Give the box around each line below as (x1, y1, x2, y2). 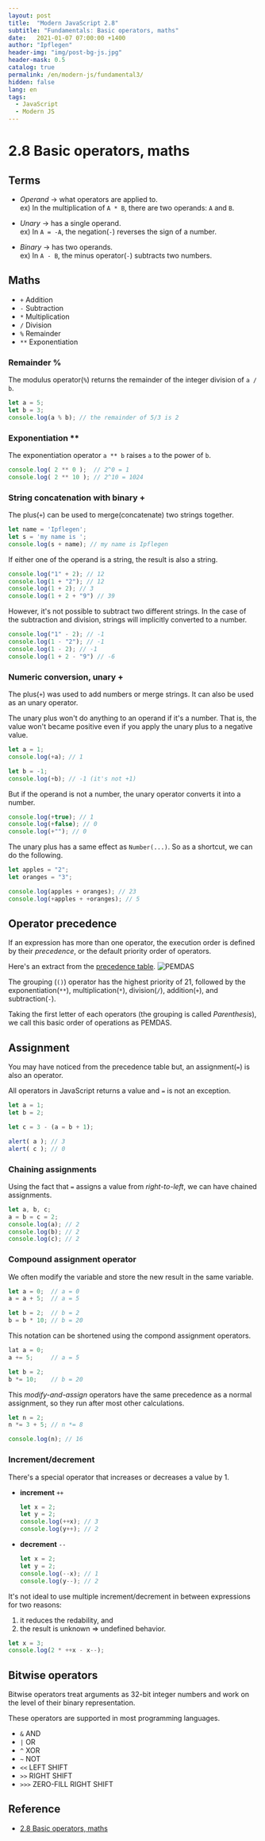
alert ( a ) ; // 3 (8, 1138, 66, 1145)
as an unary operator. (8, 698, 79, 707)
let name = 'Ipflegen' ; (8, 525, 87, 533)
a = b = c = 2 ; (8, 1213, 59, 1221)
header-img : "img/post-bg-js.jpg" (8, 48, 123, 56)
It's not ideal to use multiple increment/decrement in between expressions (8, 1591, 252, 1601)
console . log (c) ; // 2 (8, 1235, 80, 1243)
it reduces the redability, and (19, 1615, 113, 1625)
